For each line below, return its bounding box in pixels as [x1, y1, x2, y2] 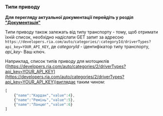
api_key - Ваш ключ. [5, 49, 46, 55]
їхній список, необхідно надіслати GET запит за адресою [5, 34, 124, 40]
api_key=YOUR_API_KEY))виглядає [5, 79, 76, 85]
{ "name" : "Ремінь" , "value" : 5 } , [14, 97, 75, 103]
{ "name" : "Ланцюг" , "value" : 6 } [14, 102, 73, 107]
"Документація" [5, 19, 41, 25]
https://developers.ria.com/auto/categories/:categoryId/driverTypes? [5, 39, 151, 44]
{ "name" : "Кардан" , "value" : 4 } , [14, 93, 75, 98]
